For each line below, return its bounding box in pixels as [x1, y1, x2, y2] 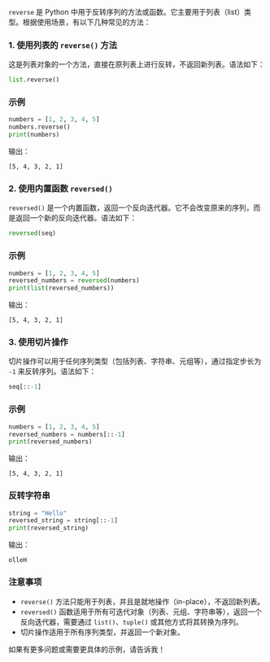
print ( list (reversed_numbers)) [8, 284, 115, 293]
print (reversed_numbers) [8, 438, 93, 446]
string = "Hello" [8, 509, 67, 517]
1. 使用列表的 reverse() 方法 [8, 39, 118, 50]
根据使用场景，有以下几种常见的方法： [22, 17, 151, 27]
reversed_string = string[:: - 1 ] [8, 516, 118, 525]
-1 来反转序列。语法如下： [8, 367, 97, 377]
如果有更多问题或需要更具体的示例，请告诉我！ [8, 644, 165, 654]
